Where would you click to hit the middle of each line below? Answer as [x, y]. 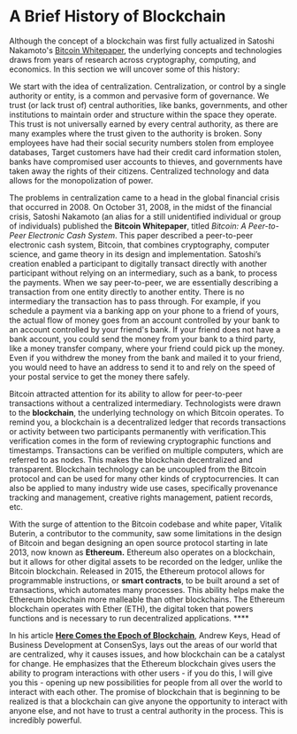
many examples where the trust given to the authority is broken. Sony [136, 133]
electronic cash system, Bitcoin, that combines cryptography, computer [139, 245]
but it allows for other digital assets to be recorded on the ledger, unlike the [146, 561]
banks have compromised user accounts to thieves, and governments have [146, 161]
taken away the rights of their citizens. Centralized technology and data [139, 171]
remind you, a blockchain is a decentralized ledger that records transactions [148, 422]
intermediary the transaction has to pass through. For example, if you [135, 301]
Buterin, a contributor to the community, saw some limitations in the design [146, 533]
